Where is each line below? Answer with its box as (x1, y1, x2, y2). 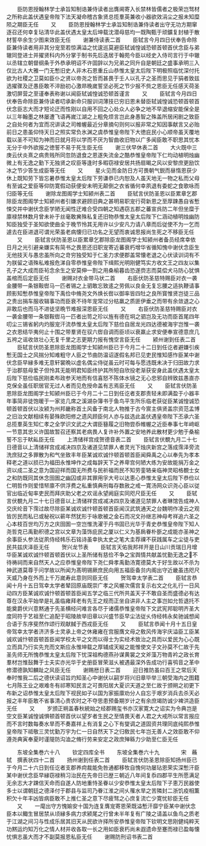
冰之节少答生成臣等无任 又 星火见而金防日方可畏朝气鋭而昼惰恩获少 (6, 167, 197, 174)
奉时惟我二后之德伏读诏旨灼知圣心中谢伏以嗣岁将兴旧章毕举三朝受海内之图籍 (6, 674, 200, 681)
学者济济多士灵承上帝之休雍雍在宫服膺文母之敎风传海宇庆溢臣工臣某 (27, 628, 200, 635)
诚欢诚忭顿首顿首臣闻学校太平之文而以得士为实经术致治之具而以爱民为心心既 (6, 636, 200, 642)
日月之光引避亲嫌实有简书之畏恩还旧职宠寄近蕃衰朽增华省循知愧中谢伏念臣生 (6, 243, 200, 251)
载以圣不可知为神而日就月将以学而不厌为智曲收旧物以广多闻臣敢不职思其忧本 (6, 136, 200, 143)
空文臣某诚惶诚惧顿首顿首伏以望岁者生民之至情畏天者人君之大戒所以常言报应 (6, 713, 200, 719)
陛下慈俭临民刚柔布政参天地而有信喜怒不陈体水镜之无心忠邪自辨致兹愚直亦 (11, 374, 200, 381)
